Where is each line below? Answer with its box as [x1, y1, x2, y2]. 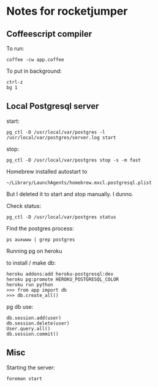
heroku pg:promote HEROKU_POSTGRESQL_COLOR [6, 276, 119, 282]
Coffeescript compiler [6, 29, 92, 39]
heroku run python [6, 281, 53, 288]
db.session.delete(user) [6, 320, 70, 326]
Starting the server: [6, 364, 55, 371]
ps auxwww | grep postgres [6, 237, 75, 243]
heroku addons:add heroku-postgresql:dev [6, 271, 114, 277]
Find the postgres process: [6, 224, 75, 232]
